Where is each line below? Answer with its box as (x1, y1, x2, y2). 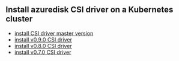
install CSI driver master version (14, 30, 94, 37)
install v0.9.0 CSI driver (14, 36, 73, 43)
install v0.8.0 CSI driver (14, 42, 73, 49)
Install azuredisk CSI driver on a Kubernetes (5, 5, 174, 15)
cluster (5, 14, 33, 24)
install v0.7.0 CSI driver (14, 49, 71, 56)
